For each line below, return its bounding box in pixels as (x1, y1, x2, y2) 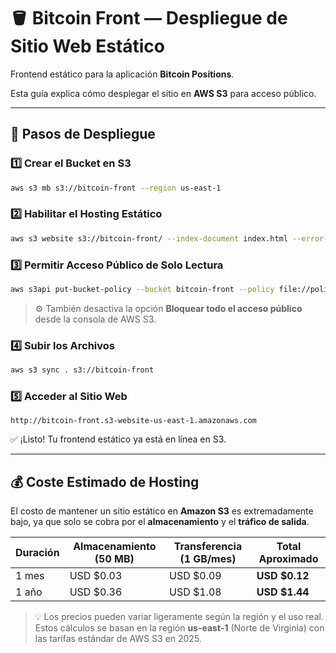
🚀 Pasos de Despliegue (10, 126, 156, 143)
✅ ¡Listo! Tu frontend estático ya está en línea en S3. (10, 433, 227, 445)
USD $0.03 (69, 569, 123, 583)
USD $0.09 (169, 569, 222, 583)
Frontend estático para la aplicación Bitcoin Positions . (10, 68, 235, 80)
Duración (15, 546, 60, 560)
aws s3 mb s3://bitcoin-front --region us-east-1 (10, 183, 222, 193)
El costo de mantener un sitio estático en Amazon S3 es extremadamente (10, 505, 314, 517)
